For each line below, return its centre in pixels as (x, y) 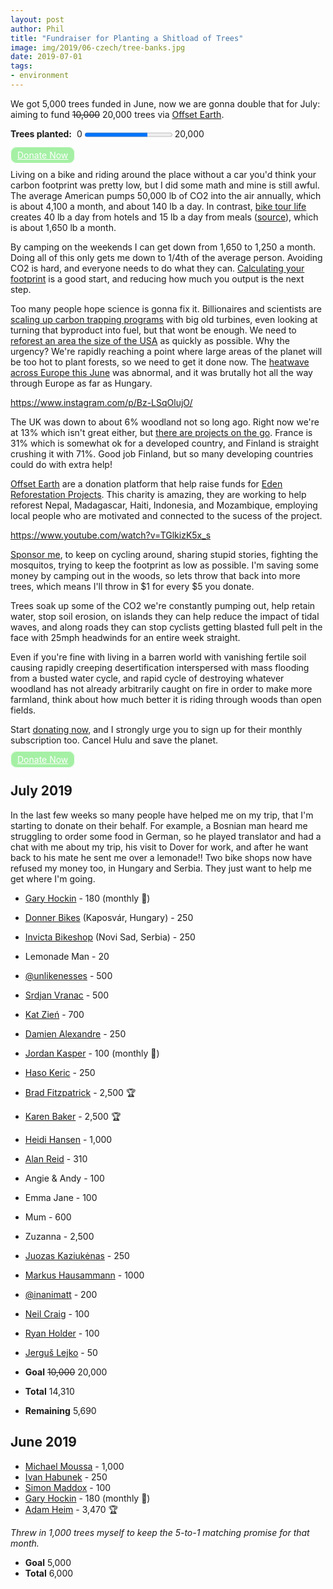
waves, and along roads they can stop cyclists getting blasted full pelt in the (166, 627)
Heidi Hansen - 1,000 (68, 1139)
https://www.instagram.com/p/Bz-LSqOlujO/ (101, 402)
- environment (40, 76)
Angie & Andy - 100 (64, 1178)
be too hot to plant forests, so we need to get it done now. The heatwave (160, 362)
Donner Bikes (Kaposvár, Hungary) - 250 (109, 917)
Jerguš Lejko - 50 (61, 1352)
